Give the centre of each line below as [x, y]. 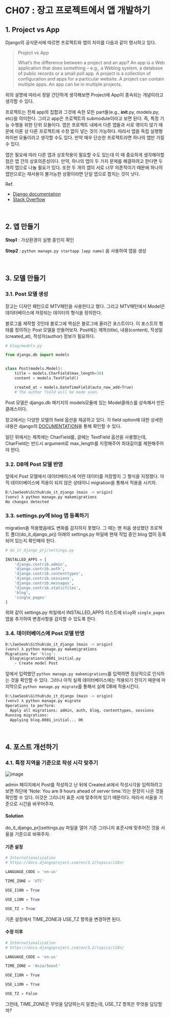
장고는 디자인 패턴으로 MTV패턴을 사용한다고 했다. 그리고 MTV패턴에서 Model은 [85, 306]
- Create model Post [36, 663]
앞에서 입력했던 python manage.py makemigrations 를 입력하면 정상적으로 [78, 674]
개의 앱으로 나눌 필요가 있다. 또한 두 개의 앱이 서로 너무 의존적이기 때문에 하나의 [84, 167]
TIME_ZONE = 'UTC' [25, 881]
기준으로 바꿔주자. [32, 834]
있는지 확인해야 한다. [35, 540]
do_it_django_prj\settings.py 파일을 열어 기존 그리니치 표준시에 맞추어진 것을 [82, 828]
